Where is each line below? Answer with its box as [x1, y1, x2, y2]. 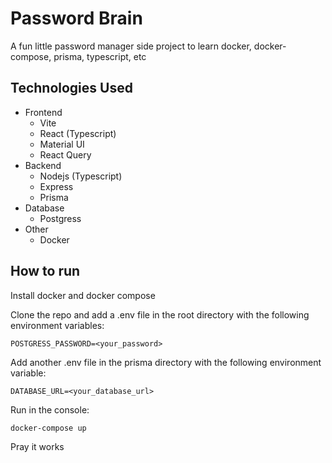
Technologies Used [10, 80, 133, 97]
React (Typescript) [39, 127, 117, 139]
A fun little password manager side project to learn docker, [10, 40, 252, 52]
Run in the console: [10, 403, 90, 416]
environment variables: [10, 319, 105, 331]
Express [39, 180, 74, 192]
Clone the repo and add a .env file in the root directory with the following [10, 308, 310, 321]
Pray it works [10, 441, 65, 453]
